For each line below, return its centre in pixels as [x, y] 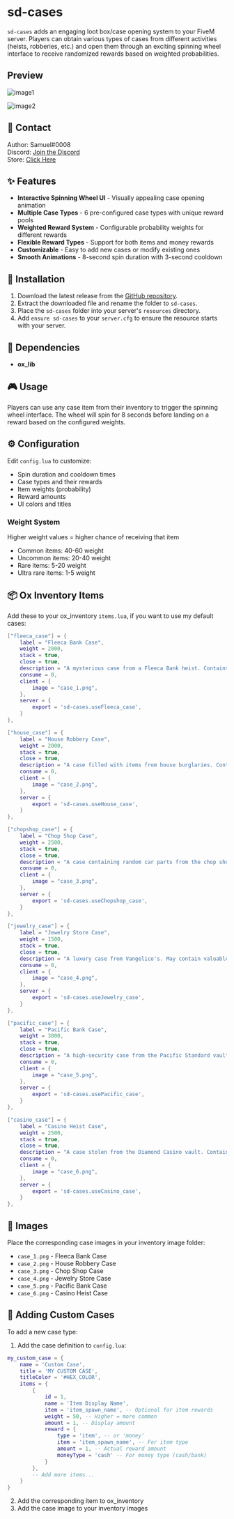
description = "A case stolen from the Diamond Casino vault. [112, 1152]
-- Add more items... [64, 1474]
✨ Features [32, 181]
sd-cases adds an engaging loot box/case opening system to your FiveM [111, 31]
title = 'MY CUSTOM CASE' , [59, 1371]
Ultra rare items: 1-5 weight [56, 573]
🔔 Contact [29, 128]
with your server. [41, 325]
